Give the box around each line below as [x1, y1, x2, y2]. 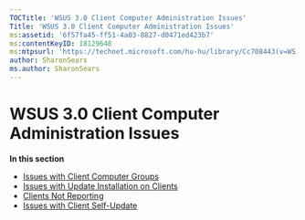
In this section [9, 152, 65, 164]
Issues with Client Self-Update [22, 200, 138, 211]
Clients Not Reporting [22, 190, 104, 201]
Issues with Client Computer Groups [22, 171, 160, 182]
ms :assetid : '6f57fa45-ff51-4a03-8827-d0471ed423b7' [9, 30, 215, 39]
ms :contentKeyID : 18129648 [9, 38, 112, 48]
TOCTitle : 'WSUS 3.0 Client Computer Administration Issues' [9, 13, 247, 23]
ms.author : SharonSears [9, 65, 100, 74]
